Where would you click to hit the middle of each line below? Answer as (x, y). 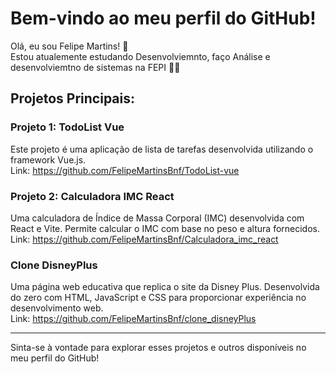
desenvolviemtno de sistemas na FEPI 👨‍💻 (95, 67)
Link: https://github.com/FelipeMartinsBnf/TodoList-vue (125, 170)
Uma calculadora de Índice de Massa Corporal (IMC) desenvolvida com (157, 218)
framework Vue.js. (48, 159)
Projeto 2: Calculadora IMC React (92, 196)
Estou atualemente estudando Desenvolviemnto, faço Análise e (140, 56)
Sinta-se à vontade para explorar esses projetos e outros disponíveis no (158, 348)
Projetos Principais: (72, 98)
